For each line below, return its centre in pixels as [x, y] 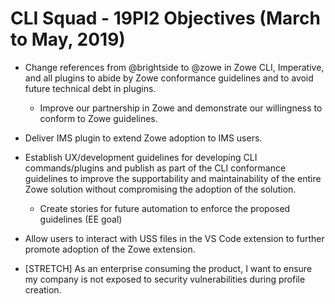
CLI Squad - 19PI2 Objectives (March [165, 18]
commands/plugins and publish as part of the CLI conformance [155, 168]
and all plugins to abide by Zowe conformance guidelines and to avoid [169, 78]
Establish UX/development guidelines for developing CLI [141, 157]
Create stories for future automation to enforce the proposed [165, 208]
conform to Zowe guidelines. [98, 118]
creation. [43, 289]
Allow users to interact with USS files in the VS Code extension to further [174, 238]
